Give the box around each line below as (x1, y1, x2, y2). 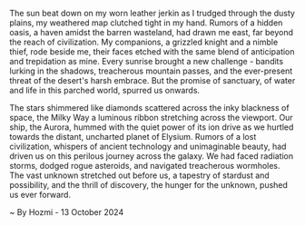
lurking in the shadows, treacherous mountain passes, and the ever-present (9, 65, 293, 76)
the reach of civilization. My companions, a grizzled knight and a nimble (9, 36, 279, 47)
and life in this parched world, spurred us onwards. (9, 85, 201, 95)
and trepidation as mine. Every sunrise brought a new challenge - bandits (9, 56, 284, 66)
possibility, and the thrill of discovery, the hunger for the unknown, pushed (9, 180, 289, 190)
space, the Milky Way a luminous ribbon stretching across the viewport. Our (9, 113, 293, 123)
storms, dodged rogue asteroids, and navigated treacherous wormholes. (9, 161, 280, 171)
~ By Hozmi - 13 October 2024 (9, 207, 124, 217)
